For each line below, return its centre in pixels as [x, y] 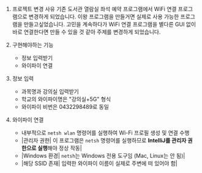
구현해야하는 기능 [33, 45]
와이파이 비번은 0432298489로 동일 [65, 107]
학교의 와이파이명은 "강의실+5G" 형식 [66, 99]
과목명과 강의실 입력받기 [50, 91]
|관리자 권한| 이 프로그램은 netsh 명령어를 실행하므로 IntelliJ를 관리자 [104, 140]
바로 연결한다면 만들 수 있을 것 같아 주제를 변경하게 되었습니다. [86, 32]
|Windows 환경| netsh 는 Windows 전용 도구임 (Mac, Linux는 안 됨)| [103, 156]
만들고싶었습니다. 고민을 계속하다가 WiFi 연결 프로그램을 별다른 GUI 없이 [110, 24]
